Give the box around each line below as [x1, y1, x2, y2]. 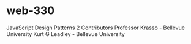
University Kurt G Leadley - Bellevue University [6, 30, 125, 37]
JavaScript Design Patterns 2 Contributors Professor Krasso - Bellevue [6, 24, 185, 31]
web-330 [6, 4, 55, 18]
